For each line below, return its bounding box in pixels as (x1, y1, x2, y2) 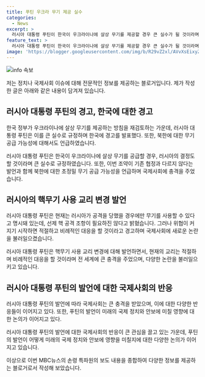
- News (12, 20, 29, 26)
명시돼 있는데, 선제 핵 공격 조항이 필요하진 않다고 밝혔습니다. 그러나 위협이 (12, 219, 189, 227)
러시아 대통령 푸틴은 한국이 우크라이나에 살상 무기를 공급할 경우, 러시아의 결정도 (6, 152, 195, 159)
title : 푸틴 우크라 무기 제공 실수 (6, 9, 83, 15)
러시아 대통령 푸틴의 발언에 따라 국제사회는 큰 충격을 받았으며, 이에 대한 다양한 (6, 300, 192, 307)
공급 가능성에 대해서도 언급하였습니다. (6, 139, 96, 147)
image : (6, 49, 23, 55)
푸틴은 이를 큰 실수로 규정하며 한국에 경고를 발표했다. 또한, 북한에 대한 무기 (17, 131, 195, 139)
